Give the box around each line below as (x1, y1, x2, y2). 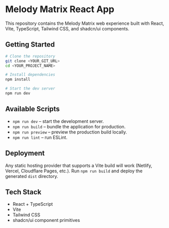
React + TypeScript (12, 201, 53, 207)
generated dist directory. (5, 173, 58, 179)
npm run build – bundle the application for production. (12, 123, 126, 129)
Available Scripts (5, 105, 60, 113)
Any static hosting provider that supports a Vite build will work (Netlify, (5, 162, 153, 168)
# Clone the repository (5, 54, 56, 59)
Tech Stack (5, 188, 41, 196)
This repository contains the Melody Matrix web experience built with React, (5, 20, 164, 26)
